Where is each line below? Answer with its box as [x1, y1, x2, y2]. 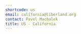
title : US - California [5, 21, 56, 26]
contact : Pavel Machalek [5, 16, 58, 21]
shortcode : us [5, 7, 36, 12]
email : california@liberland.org [5, 12, 76, 17]
